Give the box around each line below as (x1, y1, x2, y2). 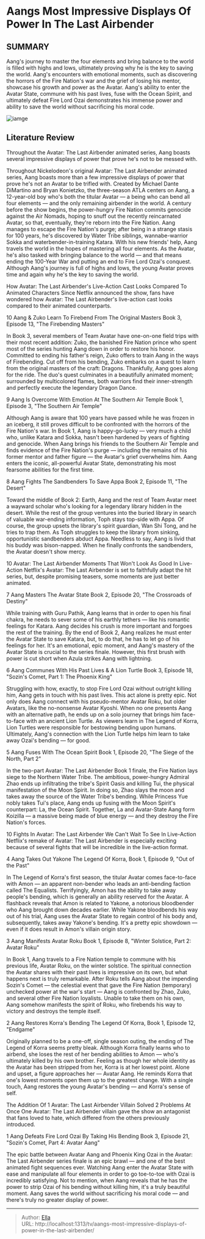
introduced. (6, 1121, 35, 1128)
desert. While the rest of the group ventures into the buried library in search (6, 509, 196, 516)
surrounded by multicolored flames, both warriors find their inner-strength (6, 377, 193, 385)
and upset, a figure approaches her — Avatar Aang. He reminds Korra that (6, 1069, 192, 1077)
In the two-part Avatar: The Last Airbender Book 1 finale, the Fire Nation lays (6, 767, 198, 774)
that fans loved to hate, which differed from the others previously (6, 1114, 170, 1121)
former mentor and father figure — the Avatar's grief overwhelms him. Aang (6, 453, 197, 460)
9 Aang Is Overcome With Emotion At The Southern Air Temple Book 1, (6, 395, 184, 403)
